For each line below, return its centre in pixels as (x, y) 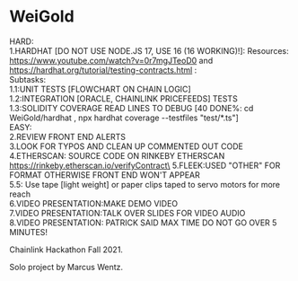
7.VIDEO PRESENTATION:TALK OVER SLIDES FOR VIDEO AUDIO (127, 213)
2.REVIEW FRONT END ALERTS (68, 136)
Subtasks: (28, 79)
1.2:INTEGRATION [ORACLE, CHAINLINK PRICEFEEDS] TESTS (123, 98)
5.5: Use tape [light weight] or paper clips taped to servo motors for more (145, 184)
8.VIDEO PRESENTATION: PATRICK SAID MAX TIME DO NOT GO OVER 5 (143, 223)
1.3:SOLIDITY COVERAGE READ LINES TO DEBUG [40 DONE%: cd (131, 108)
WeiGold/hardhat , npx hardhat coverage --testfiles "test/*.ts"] (124, 118)
